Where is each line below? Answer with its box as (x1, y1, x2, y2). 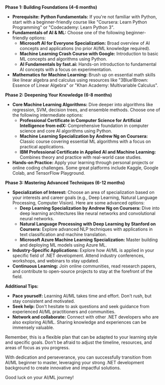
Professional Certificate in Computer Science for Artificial (19, 118, 141, 123)
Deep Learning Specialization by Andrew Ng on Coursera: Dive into (19, 205, 160, 211)
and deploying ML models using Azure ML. (19, 242, 107, 248)
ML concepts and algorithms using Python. (19, 56, 107, 62)
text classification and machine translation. (19, 232, 107, 237)
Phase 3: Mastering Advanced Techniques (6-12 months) (5, 180, 125, 186)
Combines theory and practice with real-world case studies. (19, 154, 142, 160)
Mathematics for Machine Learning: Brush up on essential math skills (12, 72, 156, 77)
